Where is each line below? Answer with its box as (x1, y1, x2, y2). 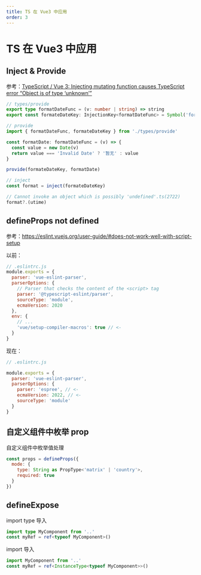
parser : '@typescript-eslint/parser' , (17, 291, 114, 297)
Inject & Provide (6, 66, 66, 77)
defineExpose (6, 500, 59, 510)
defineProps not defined (6, 216, 99, 226)
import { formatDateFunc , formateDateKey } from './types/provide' (6, 129, 178, 134)
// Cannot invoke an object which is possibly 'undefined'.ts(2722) (6, 194, 181, 200)
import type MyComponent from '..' (6, 528, 95, 535)
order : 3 (6, 14, 28, 20)
